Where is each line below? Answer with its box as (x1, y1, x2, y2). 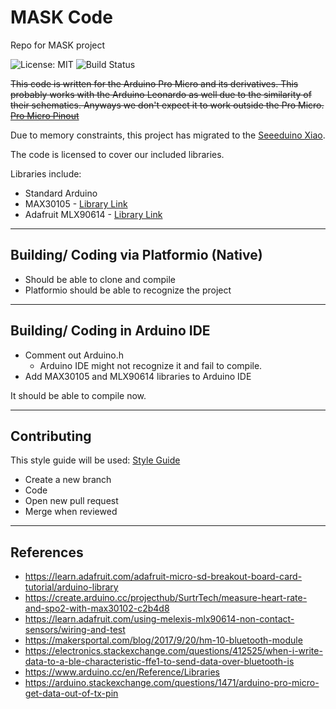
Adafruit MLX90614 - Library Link (24, 208, 163, 220)
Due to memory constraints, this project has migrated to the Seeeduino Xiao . (10, 129, 326, 141)
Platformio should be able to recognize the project (24, 284, 232, 296)
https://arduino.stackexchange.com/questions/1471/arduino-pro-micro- (24, 677, 320, 689)
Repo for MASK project (10, 39, 106, 51)
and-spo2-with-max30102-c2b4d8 (24, 602, 170, 615)
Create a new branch (24, 474, 112, 486)
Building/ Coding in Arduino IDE (10, 322, 211, 340)
